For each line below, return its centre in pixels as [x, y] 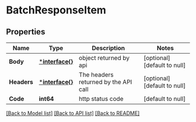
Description [108, 48]
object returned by [104, 58]
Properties [26, 32]
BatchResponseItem [56, 10]
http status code [101, 99]
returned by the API [105, 82]
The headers [96, 75]
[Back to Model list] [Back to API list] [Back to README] [73, 113]
